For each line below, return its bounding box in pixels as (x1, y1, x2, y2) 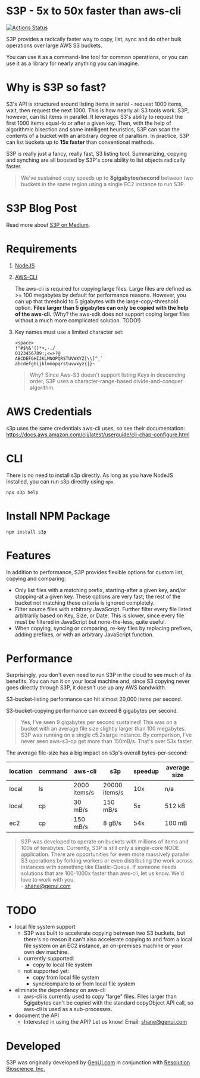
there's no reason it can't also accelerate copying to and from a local (23, 936, 192, 943)
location (9, 767, 33, 775)
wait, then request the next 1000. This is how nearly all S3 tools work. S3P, (6, 106, 189, 114)
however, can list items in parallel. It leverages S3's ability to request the (6, 113, 183, 120)
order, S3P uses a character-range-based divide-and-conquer (29, 377, 183, 384)
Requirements (6, 242, 77, 255)
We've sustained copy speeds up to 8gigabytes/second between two (20, 174, 193, 181)
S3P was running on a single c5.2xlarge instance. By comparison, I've (20, 731, 192, 738)
